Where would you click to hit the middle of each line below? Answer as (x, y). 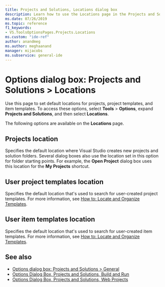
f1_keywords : (18, 28)
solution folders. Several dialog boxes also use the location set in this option (82, 156)
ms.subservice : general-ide (34, 55)
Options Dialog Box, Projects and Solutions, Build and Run (70, 274)
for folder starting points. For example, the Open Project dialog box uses (79, 161)
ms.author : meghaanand (28, 46)
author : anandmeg (23, 42)
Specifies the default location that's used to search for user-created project (82, 193)
